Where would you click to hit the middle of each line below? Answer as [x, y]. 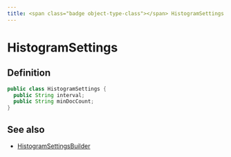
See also [26, 129]
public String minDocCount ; [54, 102]
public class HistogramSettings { [57, 89]
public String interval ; [49, 95]
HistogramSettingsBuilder [54, 146]
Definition [29, 73]
